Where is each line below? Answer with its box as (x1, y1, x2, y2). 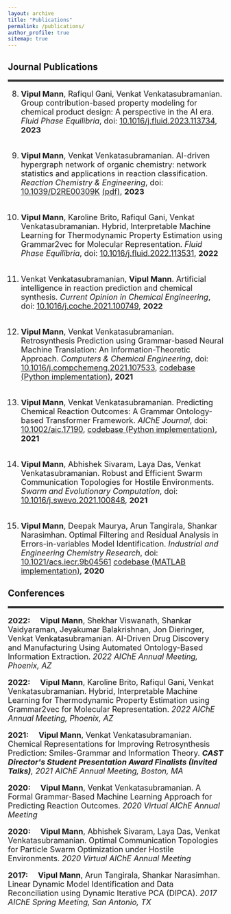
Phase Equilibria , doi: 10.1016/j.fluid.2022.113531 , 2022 (21, 248, 219, 258)
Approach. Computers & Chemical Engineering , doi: (21, 354, 209, 363)
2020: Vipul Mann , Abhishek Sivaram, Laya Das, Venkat (8, 826, 221, 837)
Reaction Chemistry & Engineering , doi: (21, 178, 164, 187)
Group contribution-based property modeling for (21, 97, 197, 108)
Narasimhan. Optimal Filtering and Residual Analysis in (21, 529, 219, 540)
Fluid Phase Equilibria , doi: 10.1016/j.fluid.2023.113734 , (21, 116, 218, 125)
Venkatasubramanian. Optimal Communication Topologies (8, 835, 219, 845)
